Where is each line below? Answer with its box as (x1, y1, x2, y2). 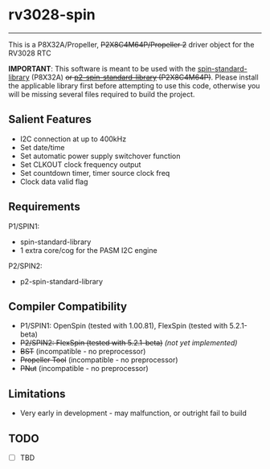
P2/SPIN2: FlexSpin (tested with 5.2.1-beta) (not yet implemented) (19, 338, 238, 348)
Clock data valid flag (19, 177, 88, 186)
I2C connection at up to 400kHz (19, 134, 127, 144)
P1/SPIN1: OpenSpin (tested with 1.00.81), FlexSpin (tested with (19, 321, 228, 331)
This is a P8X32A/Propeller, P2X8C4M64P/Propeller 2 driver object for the (8, 39, 255, 49)
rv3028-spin (8, 6, 96, 24)
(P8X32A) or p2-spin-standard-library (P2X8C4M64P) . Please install (31, 72, 259, 82)
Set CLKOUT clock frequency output (19, 159, 141, 169)
